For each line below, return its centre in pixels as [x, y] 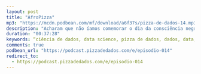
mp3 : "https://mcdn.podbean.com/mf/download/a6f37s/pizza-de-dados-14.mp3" [103, 23]
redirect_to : [22, 56]
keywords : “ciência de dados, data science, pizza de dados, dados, [93, 39]
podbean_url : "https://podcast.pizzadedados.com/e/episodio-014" [89, 51]
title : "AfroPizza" [31, 17]
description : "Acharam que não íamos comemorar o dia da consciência [95, 28]
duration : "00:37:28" [33, 34]
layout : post [22, 12]
